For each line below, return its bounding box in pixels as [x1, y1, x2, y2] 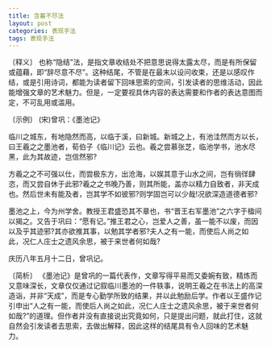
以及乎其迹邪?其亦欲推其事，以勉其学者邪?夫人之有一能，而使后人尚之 [8, 226, 242, 236]
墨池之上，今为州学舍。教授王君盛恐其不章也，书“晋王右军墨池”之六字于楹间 [8, 206, 262, 216]
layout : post [8, 19, 52, 27]
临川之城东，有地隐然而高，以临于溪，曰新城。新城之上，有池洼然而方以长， [8, 132, 263, 142]
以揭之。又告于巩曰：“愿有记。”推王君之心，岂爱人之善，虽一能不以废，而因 [8, 217, 259, 226]
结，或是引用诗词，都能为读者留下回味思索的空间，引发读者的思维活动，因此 [8, 77, 263, 87]
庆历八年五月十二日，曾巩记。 [8, 254, 107, 263]
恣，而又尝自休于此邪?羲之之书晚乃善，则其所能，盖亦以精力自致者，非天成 [8, 179, 260, 189]
